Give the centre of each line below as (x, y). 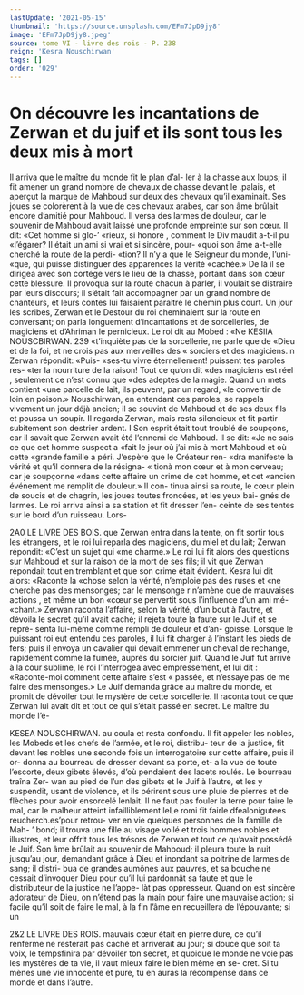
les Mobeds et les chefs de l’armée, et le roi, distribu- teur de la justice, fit (147, 743)
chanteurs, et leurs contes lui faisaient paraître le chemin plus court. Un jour (151, 302)
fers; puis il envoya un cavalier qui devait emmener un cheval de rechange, (150, 648)
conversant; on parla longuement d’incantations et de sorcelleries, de (139, 321)
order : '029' (34, 69)
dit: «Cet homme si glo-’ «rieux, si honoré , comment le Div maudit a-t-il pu (149, 235)
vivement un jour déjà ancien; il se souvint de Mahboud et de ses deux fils (148, 409)
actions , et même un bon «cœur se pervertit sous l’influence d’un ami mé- (149, 599)
